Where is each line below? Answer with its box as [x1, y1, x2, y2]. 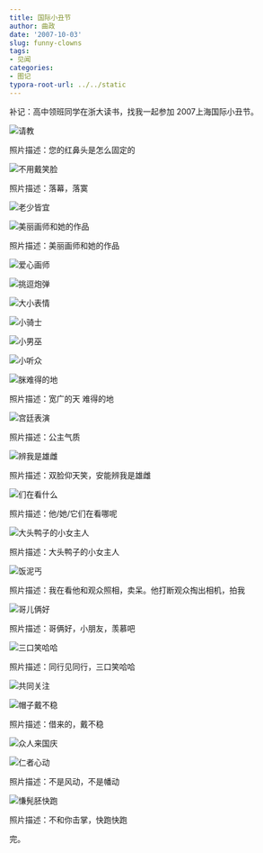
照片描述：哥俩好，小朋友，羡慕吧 [9, 622, 136, 633]
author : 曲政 [9, 22, 56, 31]
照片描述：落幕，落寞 [9, 182, 88, 194]
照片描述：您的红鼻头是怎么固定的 [9, 144, 136, 155]
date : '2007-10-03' [9, 30, 83, 39]
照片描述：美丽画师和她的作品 [9, 240, 119, 250]
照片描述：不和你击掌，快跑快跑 [9, 814, 127, 825]
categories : [9, 64, 54, 73]
